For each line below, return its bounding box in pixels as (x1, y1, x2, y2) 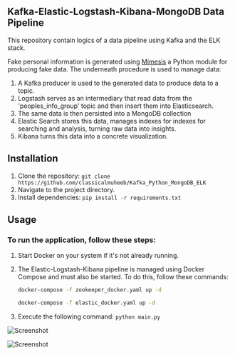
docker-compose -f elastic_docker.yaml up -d (17, 299, 155, 306)
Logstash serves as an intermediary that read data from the (17, 94, 192, 102)
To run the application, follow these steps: (7, 235, 157, 245)
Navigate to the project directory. (17, 185, 115, 194)
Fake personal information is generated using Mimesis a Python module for (7, 57, 228, 66)
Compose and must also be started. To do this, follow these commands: (17, 273, 229, 281)
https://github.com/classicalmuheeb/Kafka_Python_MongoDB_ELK (17, 179, 207, 186)
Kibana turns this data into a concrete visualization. (17, 131, 169, 140)
